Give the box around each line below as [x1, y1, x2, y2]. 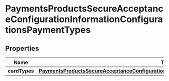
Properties [5, 44, 39, 52]
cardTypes [8, 67, 34, 74]
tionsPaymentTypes [5, 24, 91, 35]
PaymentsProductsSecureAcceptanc [5, 3, 163, 14]
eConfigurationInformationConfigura [5, 13, 163, 25]
